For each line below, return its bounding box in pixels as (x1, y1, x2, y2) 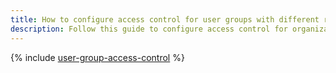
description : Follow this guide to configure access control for (10, 24, 288, 34)
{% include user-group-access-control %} (10, 51, 185, 63)
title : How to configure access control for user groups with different (10, 14, 320, 25)
